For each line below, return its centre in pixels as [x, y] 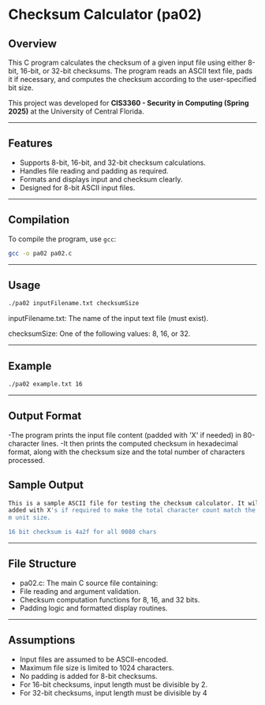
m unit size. [30, 518]
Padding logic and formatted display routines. [93, 608]
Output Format [45, 416]
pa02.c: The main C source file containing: [89, 583]
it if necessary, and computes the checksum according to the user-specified [132, 79]
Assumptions [42, 640]
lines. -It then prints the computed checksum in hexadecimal [140, 443]
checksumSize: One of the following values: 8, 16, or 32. [99, 334]
